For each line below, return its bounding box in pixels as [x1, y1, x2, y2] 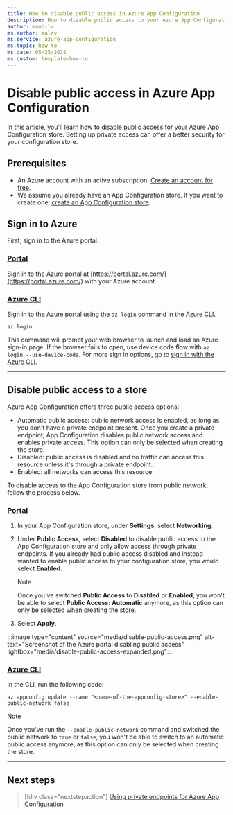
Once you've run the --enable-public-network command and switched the [7, 726, 220, 734]
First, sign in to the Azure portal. [7, 236, 99, 245]
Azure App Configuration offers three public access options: [7, 403, 180, 411]
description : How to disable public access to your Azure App [7, 17, 191, 24]
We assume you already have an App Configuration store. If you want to [17, 191, 223, 199]
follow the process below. [7, 488, 81, 496]
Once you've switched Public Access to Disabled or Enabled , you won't [17, 591, 225, 599]
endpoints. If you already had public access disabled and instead [17, 550, 203, 558]
